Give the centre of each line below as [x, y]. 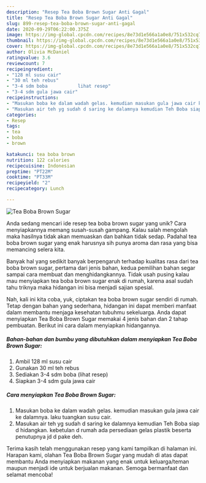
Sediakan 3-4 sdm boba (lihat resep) [62, 374]
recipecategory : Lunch [35, 189]
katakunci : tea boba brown [41, 154]
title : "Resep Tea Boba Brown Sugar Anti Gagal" [70, 18]
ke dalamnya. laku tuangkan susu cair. [63, 417]
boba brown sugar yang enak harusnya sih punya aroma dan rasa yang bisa [102, 242]
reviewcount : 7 [26, 63]
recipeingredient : [30, 69]
